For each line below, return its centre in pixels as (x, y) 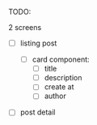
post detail (38, 112)
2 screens (25, 27)
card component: (61, 59)
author (55, 96)
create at (59, 87)
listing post (38, 43)
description (63, 78)
